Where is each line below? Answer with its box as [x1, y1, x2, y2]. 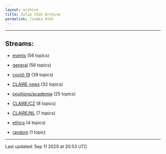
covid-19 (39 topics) [12, 72, 54, 78]
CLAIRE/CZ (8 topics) [12, 101, 56, 106]
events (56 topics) [12, 52, 49, 58]
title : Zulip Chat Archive [5, 12, 61, 17]
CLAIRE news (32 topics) [12, 81, 63, 87]
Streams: [5, 39, 34, 48]
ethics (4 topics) [12, 120, 46, 126]
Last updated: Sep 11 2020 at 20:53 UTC [5, 144, 87, 150]
